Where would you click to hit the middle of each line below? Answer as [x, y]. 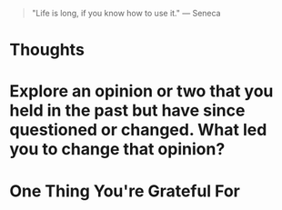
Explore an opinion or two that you [141, 91]
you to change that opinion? [117, 150]
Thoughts [47, 50]
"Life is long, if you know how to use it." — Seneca [126, 13]
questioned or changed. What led [138, 130]
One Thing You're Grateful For [125, 191]
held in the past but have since [127, 110]
